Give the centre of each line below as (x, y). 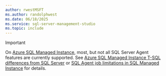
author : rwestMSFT (24, 10)
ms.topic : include (24, 28)
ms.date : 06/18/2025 (27, 19)
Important (15, 42)
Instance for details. (26, 68)
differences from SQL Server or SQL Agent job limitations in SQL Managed (82, 63)
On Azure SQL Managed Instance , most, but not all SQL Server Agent (77, 52)
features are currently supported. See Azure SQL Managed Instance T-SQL (83, 57)
